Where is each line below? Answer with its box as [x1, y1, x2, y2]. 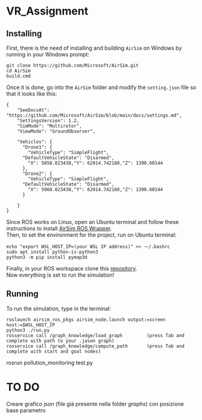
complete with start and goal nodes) [6, 348, 101, 355]
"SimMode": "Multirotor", [17, 123, 83, 129]
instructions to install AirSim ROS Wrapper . [6, 225, 113, 232]
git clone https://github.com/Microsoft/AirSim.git [6, 62, 139, 68]
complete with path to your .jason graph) [6, 338, 115, 344]
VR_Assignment [6, 4, 89, 18]
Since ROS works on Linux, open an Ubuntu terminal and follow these [6, 218, 179, 225]
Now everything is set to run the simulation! [6, 271, 115, 278]
